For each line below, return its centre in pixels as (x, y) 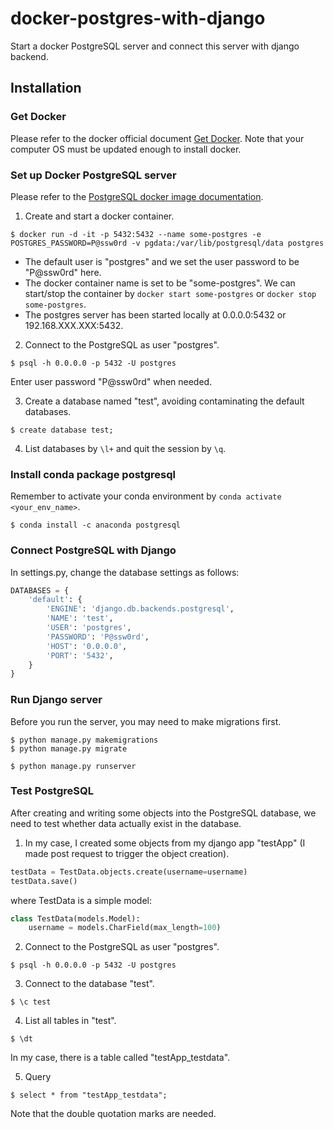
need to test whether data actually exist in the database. (126, 823)
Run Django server (56, 700)
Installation (46, 88)
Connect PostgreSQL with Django (93, 550)
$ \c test (31, 1002)
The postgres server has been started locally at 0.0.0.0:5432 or (155, 314)
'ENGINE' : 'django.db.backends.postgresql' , (140, 609)
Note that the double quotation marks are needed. (113, 1114)
